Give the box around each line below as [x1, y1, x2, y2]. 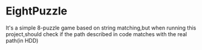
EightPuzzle [5, 4, 67, 18]
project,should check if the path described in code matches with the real [5, 30, 187, 37]
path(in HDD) [5, 37, 39, 44]
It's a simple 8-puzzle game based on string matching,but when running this [5, 24, 197, 31]
